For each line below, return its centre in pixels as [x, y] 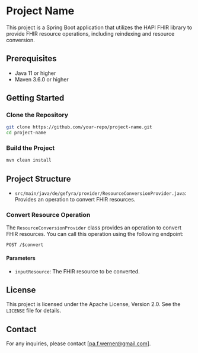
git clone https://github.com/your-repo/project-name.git [79, 127]
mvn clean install [29, 160]
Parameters [21, 258]
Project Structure [39, 179]
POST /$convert [25, 245]
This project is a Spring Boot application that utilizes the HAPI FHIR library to [99, 27]
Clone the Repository [37, 115]
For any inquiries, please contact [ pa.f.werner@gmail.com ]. [79, 343]
